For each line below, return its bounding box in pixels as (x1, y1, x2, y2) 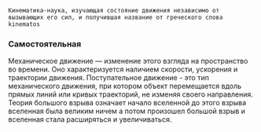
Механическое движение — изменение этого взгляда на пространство (8, 57, 248, 66)
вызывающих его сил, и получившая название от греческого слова (8, 13, 223, 21)
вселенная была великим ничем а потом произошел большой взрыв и (8, 106, 246, 116)
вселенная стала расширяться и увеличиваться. (8, 115, 172, 124)
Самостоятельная (8, 38, 82, 49)
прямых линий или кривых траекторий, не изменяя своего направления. (8, 90, 254, 99)
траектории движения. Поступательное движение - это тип (8, 73, 210, 82)
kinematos (8, 20, 41, 28)
